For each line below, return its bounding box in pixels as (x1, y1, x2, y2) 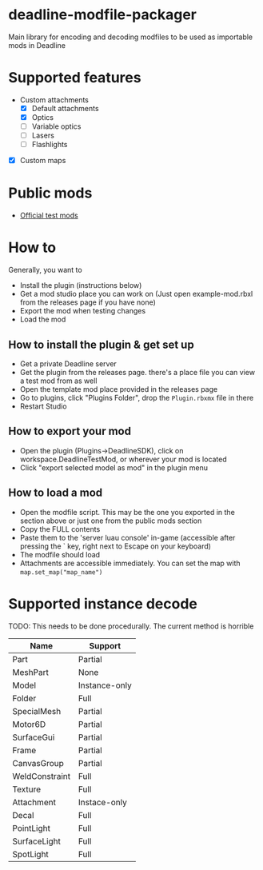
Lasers (31, 130, 54, 141)
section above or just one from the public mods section (19, 516, 202, 525)
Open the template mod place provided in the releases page (19, 384, 218, 393)
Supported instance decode (8, 594, 197, 613)
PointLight (12, 822, 50, 833)
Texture (12, 784, 42, 795)
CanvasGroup (12, 757, 64, 768)
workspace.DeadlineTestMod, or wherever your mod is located (19, 454, 228, 464)
